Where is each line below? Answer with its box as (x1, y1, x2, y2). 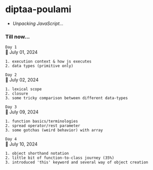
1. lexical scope (5, 87, 42, 92)
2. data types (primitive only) (5, 64, 73, 69)
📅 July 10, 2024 (5, 141, 38, 147)
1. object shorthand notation (5, 151, 69, 156)
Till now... (5, 33, 30, 40)
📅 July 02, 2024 (5, 77, 39, 83)
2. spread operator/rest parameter (5, 123, 81, 128)
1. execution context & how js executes (5, 59, 92, 64)
